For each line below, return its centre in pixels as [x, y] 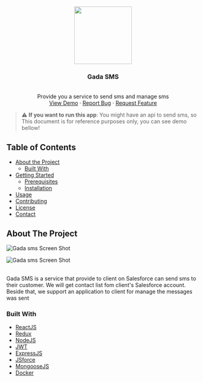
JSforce [25, 360]
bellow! [30, 128]
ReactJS [26, 327]
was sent [18, 298]
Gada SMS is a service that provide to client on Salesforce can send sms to [101, 278]
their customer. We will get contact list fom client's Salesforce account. [96, 285]
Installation [38, 188]
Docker [25, 373]
